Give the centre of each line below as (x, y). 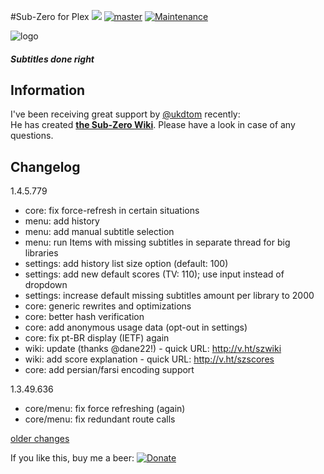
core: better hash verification (84, 317)
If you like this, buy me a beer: (72, 458)
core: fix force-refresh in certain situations (112, 211)
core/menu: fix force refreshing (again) (105, 409)
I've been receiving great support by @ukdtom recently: (125, 114)
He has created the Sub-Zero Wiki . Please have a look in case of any (153, 125)
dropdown (46, 285)
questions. (32, 136)
